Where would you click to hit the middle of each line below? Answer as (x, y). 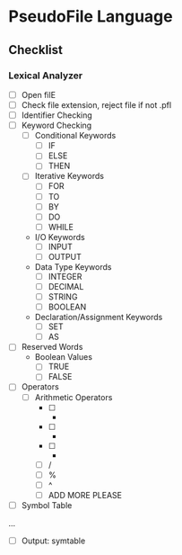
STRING (63, 297)
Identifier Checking (57, 115)
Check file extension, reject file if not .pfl (96, 104)
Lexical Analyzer (45, 76)
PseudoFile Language (91, 17)
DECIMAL (66, 286)
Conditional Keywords (75, 136)
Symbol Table (47, 505)
